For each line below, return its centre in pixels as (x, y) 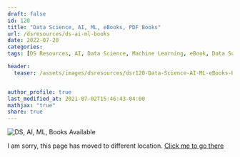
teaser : (25, 73)
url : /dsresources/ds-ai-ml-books (59, 34)
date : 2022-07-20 (33, 40)
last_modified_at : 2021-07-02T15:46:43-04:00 (76, 99)
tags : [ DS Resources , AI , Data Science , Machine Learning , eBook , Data (116, 54)
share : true (25, 112)
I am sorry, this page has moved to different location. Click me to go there (116, 146)
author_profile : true (40, 92)
